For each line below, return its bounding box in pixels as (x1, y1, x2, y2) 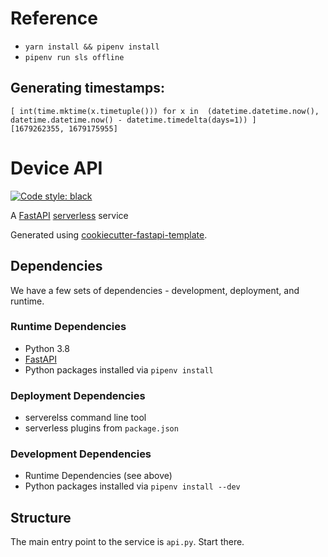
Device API (10, 157, 103, 179)
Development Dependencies (10, 447, 152, 461)
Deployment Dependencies (10, 388, 146, 402)
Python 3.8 (24, 342, 70, 354)
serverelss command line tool (24, 412, 147, 424)
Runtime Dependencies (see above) (24, 470, 173, 482)
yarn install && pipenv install (24, 42, 160, 52)
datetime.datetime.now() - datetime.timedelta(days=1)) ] (10, 115, 257, 125)
